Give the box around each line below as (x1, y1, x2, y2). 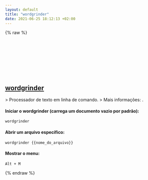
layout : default (5, 7, 38, 12)
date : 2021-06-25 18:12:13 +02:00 (5, 16, 76, 21)
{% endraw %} (5, 170, 35, 176)
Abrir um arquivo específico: (5, 129, 65, 135)
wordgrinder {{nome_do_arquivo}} (5, 140, 74, 145)
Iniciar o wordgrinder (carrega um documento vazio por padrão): (5, 108, 140, 114)
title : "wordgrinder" (5, 12, 49, 17)
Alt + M (5, 161, 21, 166)
